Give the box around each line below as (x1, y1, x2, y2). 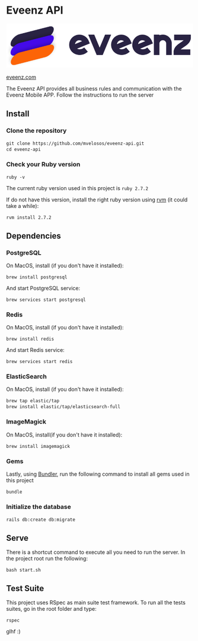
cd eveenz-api (6, 146, 41, 152)
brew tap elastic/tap (6, 398, 60, 404)
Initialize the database (6, 503, 71, 511)
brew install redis (6, 336, 55, 342)
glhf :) (6, 628, 21, 634)
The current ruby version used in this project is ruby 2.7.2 (6, 185, 149, 192)
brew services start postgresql (6, 297, 86, 303)
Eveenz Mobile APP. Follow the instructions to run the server (6, 91, 154, 98)
